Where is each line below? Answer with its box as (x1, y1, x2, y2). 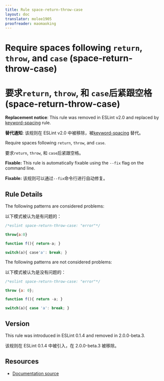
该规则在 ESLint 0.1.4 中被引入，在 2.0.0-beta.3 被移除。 (5, 343, 120, 348)
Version (5, 319, 30, 328)
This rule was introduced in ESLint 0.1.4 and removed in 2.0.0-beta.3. (5, 333, 146, 339)
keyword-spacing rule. (5, 120, 51, 126)
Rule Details (5, 190, 43, 198)
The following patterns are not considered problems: (5, 259, 112, 265)
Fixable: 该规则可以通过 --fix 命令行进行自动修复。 (5, 175, 108, 181)
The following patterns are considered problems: (5, 203, 105, 209)
